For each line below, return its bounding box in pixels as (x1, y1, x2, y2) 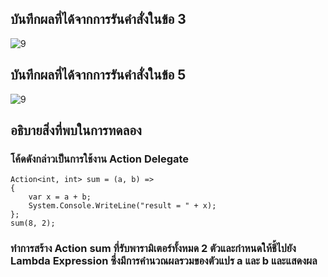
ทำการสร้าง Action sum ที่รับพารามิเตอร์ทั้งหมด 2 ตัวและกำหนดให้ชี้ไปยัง (10, 242, 297, 256)
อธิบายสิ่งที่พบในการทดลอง (10, 122, 142, 139)
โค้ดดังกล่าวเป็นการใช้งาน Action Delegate (10, 152, 190, 166)
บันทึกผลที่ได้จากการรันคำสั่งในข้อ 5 (10, 67, 187, 84)
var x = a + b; (28, 192, 92, 202)
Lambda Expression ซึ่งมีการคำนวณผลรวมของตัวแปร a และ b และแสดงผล (10, 254, 318, 268)
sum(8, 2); (10, 218, 56, 229)
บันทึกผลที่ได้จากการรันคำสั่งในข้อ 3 (10, 11, 187, 28)
